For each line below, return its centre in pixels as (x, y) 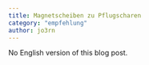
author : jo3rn (32, 30)
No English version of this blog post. (68, 53)
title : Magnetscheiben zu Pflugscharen (75, 15)
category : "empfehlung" (48, 23)
